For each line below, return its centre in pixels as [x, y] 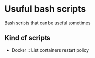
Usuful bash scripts [45, 9]
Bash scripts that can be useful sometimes [47, 23]
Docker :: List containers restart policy [50, 50]
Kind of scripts [28, 38]
